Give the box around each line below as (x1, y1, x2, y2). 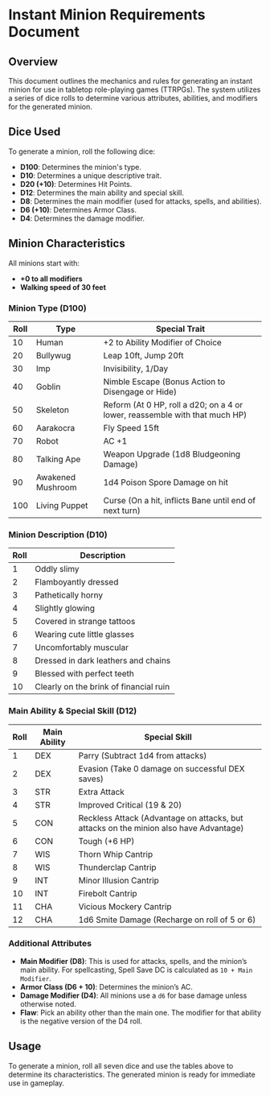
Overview (8, 55, 59, 68)
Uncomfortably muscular (35, 642, 129, 653)
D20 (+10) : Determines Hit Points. (19, 179, 133, 188)
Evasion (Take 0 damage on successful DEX (78, 763, 245, 774)
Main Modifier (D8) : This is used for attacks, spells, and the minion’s (19, 956, 247, 966)
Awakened (35, 471, 76, 482)
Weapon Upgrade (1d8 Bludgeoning (103, 449, 241, 460)
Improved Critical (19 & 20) (78, 799, 182, 810)
